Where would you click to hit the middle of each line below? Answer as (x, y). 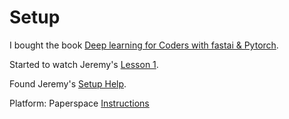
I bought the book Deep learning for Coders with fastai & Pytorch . (144, 45)
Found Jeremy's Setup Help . (68, 83)
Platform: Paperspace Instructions (79, 103)
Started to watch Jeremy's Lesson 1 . (84, 64)
